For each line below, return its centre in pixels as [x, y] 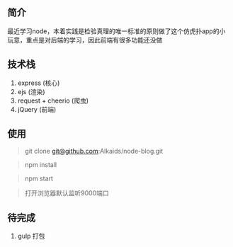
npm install [41, 165]
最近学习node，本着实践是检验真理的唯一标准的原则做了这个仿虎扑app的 [113, 31]
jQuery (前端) [37, 109]
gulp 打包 [31, 236]
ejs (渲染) [31, 91]
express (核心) [39, 83]
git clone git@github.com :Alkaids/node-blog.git [94, 151]
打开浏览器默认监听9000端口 [67, 193]
